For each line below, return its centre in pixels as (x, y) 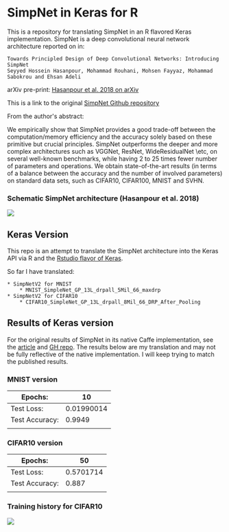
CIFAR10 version (35, 443)
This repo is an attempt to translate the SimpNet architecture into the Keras (113, 251)
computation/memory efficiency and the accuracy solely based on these (110, 137)
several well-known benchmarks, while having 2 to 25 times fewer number (112, 159)
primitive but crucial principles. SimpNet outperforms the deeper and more (112, 144)
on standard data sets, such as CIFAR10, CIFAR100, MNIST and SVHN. (106, 181)
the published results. (38, 361)
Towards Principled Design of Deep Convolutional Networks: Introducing (113, 59)
